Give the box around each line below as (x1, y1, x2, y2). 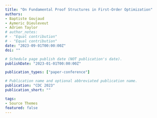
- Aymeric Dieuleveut (5, 20, 49, 26)
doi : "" (5, 48, 21, 52)
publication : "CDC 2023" (5, 83, 55, 88)
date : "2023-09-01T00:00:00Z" (5, 43, 66, 48)
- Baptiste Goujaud (5, 16, 45, 21)
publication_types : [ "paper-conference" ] (5, 70, 90, 75)
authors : (5, 12, 23, 17)
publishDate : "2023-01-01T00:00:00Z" (5, 61, 81, 66)
